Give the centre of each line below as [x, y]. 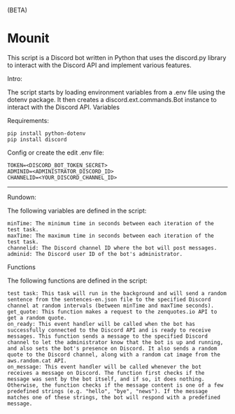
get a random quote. [37, 317]
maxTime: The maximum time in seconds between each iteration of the [111, 236]
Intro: [15, 78]
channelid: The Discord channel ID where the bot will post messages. [112, 248]
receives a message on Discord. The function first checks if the [106, 373]
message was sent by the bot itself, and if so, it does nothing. [106, 379]
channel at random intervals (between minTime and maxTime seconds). [111, 306]
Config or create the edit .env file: [56, 152]
